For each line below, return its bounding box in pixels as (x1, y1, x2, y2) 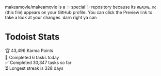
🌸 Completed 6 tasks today (5, 54, 59, 60)
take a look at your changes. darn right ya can (5, 14, 97, 20)
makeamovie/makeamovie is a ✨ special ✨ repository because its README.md (5, 4, 157, 10)
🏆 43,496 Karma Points (5, 48, 53, 53)
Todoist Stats (5, 31, 60, 42)
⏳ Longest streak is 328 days (5, 65, 64, 71)
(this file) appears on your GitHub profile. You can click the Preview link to (5, 10, 153, 15)
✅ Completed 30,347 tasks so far (5, 60, 72, 65)
